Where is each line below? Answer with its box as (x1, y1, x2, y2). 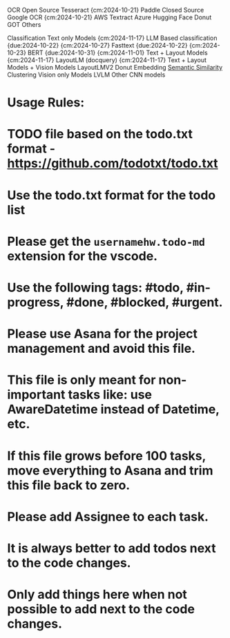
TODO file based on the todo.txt (7, 126, 193, 142)
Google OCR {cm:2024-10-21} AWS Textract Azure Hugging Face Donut (7, 13, 212, 21)
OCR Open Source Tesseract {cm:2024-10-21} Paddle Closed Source (7, 6, 204, 14)
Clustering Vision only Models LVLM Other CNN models (7, 70, 166, 79)
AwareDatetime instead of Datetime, (7, 402, 220, 417)
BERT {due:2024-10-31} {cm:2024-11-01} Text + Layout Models (27, 48, 209, 57)
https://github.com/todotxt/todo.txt (7, 155, 219, 171)
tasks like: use (68, 387, 153, 403)
